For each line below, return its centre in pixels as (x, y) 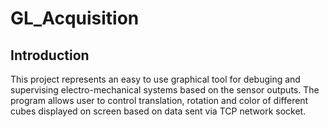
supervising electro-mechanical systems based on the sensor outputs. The (165, 90)
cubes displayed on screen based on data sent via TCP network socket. (158, 111)
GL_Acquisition (75, 18)
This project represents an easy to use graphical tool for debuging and (155, 79)
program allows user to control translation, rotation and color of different (159, 100)
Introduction (50, 55)
